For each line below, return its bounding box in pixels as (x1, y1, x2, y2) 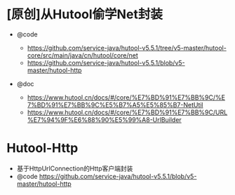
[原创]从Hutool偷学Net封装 (6, 6, 163, 22)
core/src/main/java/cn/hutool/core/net (27, 51, 138, 60)
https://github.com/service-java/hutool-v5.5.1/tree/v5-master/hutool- (27, 43, 227, 52)
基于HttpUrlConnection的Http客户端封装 (16, 164, 133, 173)
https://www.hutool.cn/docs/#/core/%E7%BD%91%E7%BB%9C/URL (27, 108, 228, 116)
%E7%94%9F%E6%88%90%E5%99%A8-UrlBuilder (27, 115, 182, 123)
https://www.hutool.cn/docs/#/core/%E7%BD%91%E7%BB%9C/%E (27, 93, 226, 102)
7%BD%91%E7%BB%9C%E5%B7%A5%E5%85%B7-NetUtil (27, 100, 203, 109)
